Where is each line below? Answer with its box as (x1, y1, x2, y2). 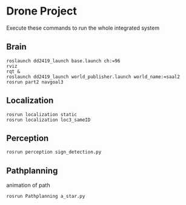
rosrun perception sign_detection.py (6, 149, 102, 155)
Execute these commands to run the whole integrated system (6, 24, 159, 31)
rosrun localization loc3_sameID (6, 117, 91, 123)
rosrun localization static (6, 111, 78, 117)
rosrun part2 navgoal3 (6, 79, 64, 85)
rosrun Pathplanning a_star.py (6, 194, 85, 200)
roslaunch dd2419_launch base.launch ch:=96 (6, 57, 121, 64)
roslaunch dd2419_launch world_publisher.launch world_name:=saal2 (6, 74, 181, 80)
